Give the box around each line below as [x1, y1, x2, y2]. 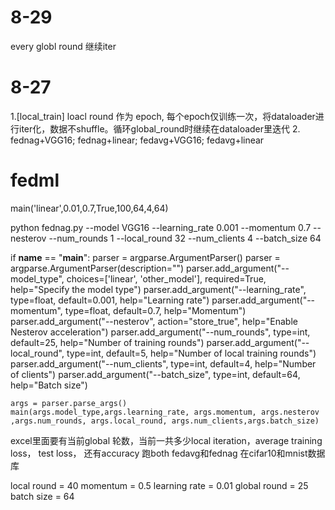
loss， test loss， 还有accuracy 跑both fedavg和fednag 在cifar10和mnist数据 [10, 447, 326, 459]
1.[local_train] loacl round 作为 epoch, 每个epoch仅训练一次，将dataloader [10, 110, 316, 122]
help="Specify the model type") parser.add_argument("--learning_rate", [10, 283, 307, 295]
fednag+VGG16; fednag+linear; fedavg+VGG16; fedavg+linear [10, 134, 265, 146]
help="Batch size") [10, 379, 88, 391]
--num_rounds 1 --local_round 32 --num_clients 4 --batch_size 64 [48, 232, 322, 244]
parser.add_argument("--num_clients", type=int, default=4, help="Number [10, 357, 317, 370]
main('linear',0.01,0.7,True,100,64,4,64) [10, 202, 169, 214]
